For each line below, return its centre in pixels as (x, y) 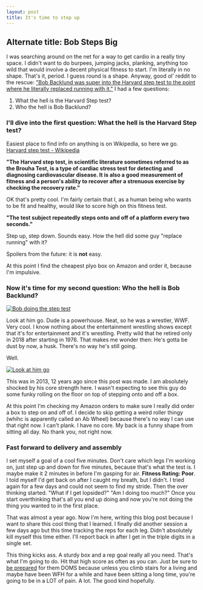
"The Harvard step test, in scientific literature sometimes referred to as (98, 162)
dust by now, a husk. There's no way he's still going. (72, 346)
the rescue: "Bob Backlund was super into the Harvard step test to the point (101, 82)
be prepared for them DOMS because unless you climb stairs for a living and (102, 568)
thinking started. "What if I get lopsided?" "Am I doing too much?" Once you (101, 493)
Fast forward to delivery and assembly (64, 448)
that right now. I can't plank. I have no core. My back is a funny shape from (100, 425)
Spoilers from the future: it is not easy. (54, 254)
